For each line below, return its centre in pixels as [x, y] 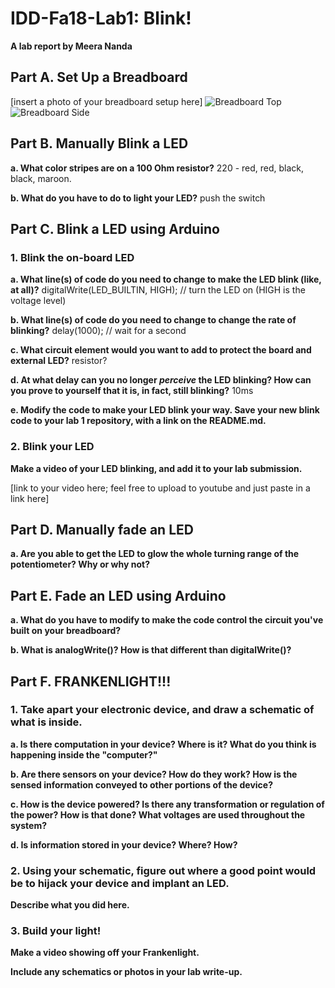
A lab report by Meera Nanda [71, 46]
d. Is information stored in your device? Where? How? [124, 844]
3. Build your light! [56, 931]
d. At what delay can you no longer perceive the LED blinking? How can [161, 380]
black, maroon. [41, 178]
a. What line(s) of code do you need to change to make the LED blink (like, [166, 279]
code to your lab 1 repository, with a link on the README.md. [138, 421]
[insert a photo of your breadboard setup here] [106, 101]
